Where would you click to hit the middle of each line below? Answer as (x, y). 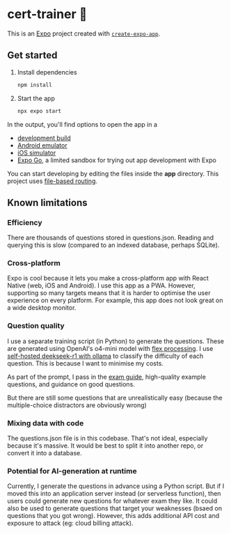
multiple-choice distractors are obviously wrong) (77, 405)
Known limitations (47, 202)
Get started (32, 55)
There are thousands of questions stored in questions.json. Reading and (111, 238)
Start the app (36, 98)
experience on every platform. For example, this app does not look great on (115, 300)
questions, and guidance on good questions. (71, 384)
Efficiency (25, 222)
